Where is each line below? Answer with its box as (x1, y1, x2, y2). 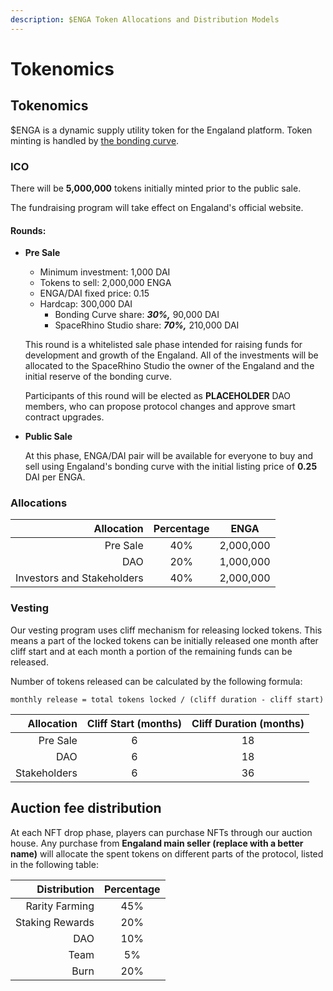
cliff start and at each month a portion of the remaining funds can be (10, 645, 293, 657)
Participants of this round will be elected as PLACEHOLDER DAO (24, 390, 292, 402)
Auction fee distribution (10, 800, 162, 817)
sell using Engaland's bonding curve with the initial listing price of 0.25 (24, 461, 318, 473)
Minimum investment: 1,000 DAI (39, 266, 171, 278)
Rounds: (10, 224, 47, 236)
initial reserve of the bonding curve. (24, 371, 172, 383)
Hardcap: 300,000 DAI (39, 298, 133, 310)
